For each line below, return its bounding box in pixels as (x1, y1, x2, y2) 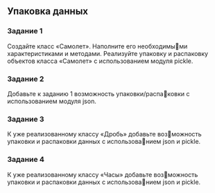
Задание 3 (7, 114, 44, 124)
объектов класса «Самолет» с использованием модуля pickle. (7, 57, 193, 65)
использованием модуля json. (7, 97, 97, 105)
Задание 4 (7, 155, 45, 165)
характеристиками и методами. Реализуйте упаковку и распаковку (7, 49, 209, 57)
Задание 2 (7, 74, 44, 84)
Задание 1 (7, 26, 43, 36)
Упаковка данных (7, 6, 89, 17)
